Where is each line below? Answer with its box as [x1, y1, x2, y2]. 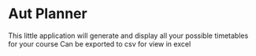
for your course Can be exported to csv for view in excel [8, 39, 191, 48]
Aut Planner [8, 5, 88, 23]
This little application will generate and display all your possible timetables [8, 31, 249, 40]
